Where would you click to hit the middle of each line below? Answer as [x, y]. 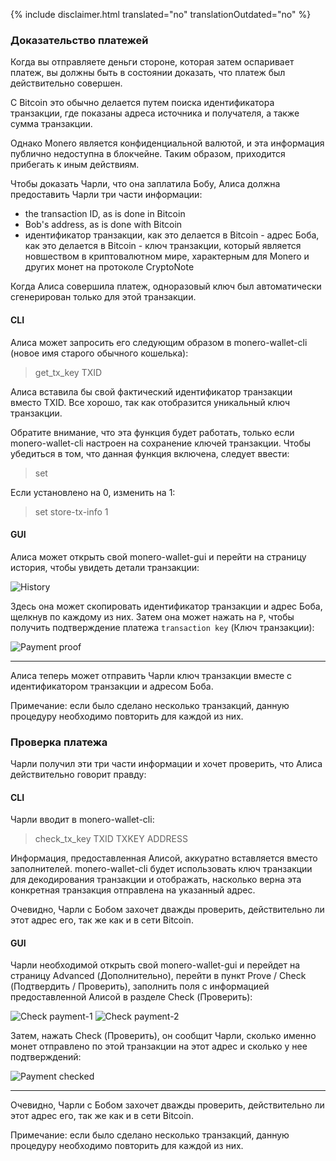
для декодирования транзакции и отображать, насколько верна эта [156, 880]
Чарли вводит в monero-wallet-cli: [82, 820]
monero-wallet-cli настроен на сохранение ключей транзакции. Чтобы [161, 443]
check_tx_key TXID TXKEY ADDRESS [111, 839]
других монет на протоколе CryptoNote [109, 267]
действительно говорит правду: [78, 774]
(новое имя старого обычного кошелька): [99, 353]
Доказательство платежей [79, 40]
